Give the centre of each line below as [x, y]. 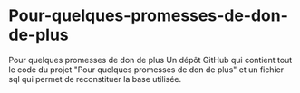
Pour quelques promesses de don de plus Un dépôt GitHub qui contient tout [150, 60]
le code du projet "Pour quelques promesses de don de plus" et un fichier [146, 70]
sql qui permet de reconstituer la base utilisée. [95, 79]
